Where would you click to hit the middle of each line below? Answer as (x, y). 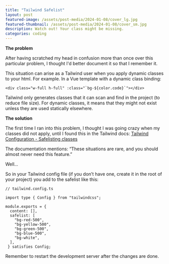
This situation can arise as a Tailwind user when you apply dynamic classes (84, 73)
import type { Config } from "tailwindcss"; (53, 198)
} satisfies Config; (29, 247)
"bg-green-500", (32, 229)
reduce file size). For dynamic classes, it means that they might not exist (81, 103)
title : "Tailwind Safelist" (35, 10)
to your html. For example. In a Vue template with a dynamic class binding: (83, 79)
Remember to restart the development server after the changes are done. (82, 256)
